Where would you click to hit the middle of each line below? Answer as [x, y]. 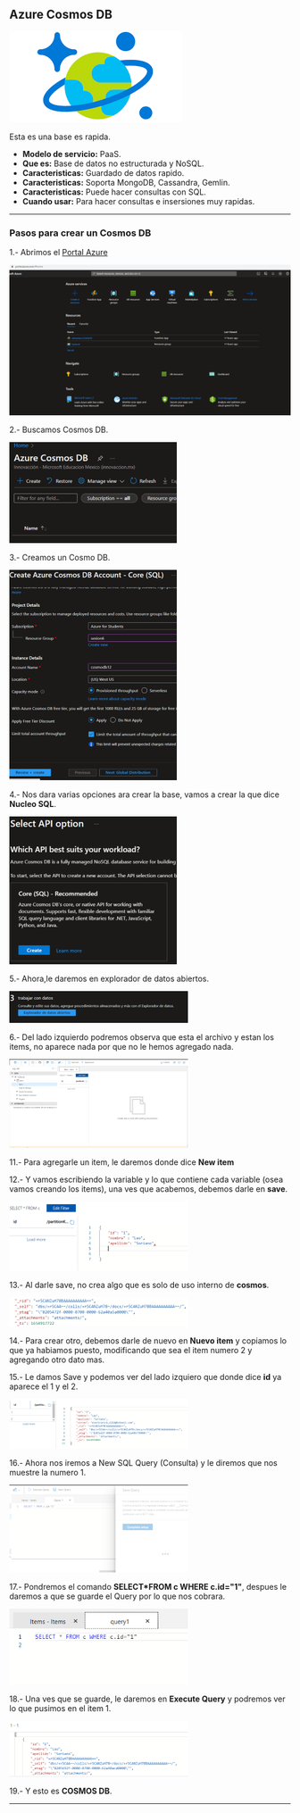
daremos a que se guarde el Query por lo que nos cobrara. [117, 1596]
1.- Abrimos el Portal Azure [59, 253]
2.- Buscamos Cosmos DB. [59, 429]
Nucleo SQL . [33, 803]
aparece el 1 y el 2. [44, 1386]
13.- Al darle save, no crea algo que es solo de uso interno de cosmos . [139, 1285]
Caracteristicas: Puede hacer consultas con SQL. [114, 192]
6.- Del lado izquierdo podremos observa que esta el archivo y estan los [142, 1037]
